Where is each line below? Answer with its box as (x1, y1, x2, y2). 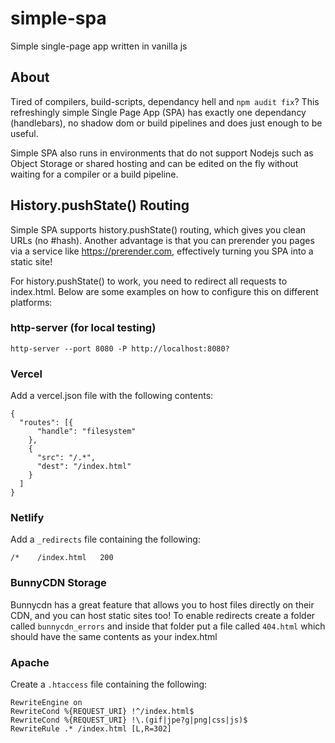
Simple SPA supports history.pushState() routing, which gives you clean (10, 223, 307, 236)
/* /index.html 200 (10, 553, 114, 563)
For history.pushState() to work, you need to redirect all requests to (10, 275, 288, 287)
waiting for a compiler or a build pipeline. (10, 168, 179, 180)
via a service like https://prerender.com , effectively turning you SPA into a (10, 245, 314, 257)
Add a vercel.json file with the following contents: (10, 390, 214, 402)
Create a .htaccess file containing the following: (10, 678, 208, 691)
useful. (10, 127, 39, 139)
